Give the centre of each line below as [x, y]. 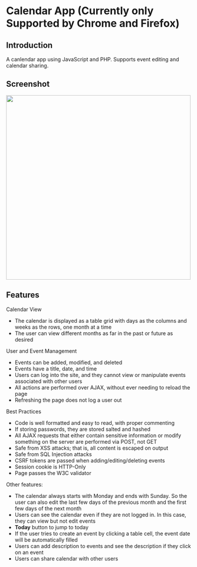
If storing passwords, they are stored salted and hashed [83, 429]
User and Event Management [42, 351]
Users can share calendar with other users [66, 558]
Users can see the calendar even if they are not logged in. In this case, [101, 514]
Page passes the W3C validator [53, 473]
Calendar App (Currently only [80, 11]
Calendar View [24, 309]
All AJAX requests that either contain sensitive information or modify [98, 435]
